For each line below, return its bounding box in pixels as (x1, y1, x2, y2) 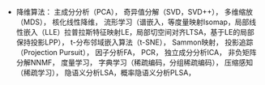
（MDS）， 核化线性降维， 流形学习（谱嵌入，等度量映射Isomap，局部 (15, 17, 250, 27)
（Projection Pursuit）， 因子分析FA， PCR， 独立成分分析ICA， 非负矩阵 (15, 48, 257, 57)
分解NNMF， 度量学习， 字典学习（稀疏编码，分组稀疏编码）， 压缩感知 (15, 57, 254, 67)
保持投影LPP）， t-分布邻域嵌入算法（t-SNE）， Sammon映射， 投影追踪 (15, 37, 254, 47)
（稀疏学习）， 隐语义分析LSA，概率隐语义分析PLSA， (15, 68, 196, 77)
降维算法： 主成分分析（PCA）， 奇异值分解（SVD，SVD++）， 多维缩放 (15, 7, 254, 16)
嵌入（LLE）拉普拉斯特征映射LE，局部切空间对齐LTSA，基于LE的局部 (23, 28, 254, 36)
